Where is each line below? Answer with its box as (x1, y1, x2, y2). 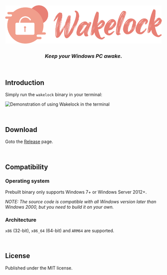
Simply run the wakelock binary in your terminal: (5, 92, 103, 98)
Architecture (5, 216, 37, 223)
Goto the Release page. (5, 138, 53, 144)
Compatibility (5, 162, 48, 171)
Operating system (5, 177, 50, 184)
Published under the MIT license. (5, 265, 73, 271)
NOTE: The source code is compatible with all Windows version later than (5, 198, 157, 204)
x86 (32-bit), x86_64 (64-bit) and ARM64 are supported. (5, 228, 114, 234)
